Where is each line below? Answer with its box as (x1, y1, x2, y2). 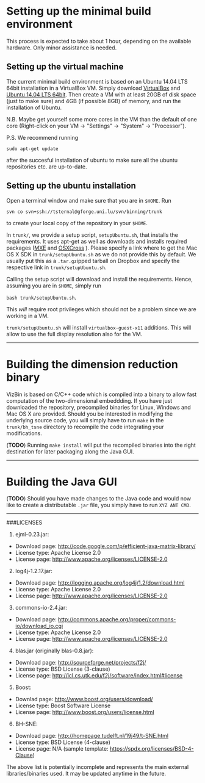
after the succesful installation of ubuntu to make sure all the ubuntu (6, 156, 178, 164)
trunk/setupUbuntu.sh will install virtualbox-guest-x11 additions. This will (6, 323, 192, 331)
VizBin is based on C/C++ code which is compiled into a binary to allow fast (6, 391, 197, 398)
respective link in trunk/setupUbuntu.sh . (6, 264, 107, 271)
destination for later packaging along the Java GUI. (6, 447, 134, 455)
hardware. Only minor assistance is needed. (6, 44, 117, 51)
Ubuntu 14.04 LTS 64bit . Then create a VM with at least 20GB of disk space (6, 90, 196, 98)
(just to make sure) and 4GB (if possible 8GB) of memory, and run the (6, 97, 181, 104)
